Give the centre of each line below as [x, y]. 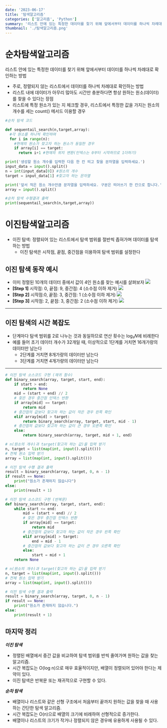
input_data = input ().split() [37, 167]
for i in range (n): [30, 139]
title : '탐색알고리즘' [26, 14]
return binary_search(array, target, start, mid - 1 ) [80, 421]
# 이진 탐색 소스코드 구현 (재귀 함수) [39, 375]
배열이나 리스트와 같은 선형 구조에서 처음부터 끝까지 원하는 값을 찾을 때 [81, 702]
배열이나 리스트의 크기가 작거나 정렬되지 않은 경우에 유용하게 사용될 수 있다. [85, 720]
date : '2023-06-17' [25, 10]
